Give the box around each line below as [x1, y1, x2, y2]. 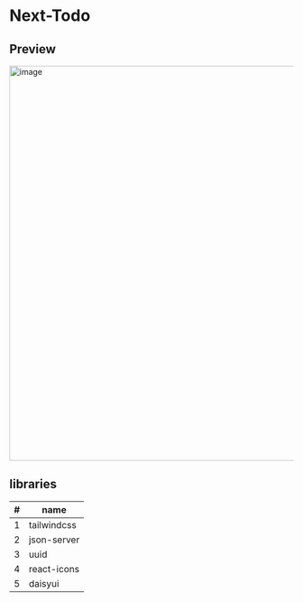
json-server [28, 533, 80, 546]
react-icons [28, 562, 79, 575]
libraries [9, 477, 57, 492]
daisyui [28, 577, 60, 589]
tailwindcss [28, 518, 77, 531]
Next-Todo [9, 5, 91, 26]
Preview [9, 42, 57, 57]
